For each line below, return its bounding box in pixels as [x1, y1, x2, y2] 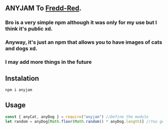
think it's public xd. [5, 25, 53, 32]
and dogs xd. [5, 45, 37, 52]
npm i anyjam [5, 87, 32, 92]
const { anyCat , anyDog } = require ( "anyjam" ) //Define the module [5, 114, 149, 119]
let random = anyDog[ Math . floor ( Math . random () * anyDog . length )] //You [5, 119, 157, 124]
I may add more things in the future [5, 59, 92, 66]
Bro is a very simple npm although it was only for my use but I [5, 19, 157, 26]
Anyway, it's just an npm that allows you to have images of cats [5, 39, 162, 46]
